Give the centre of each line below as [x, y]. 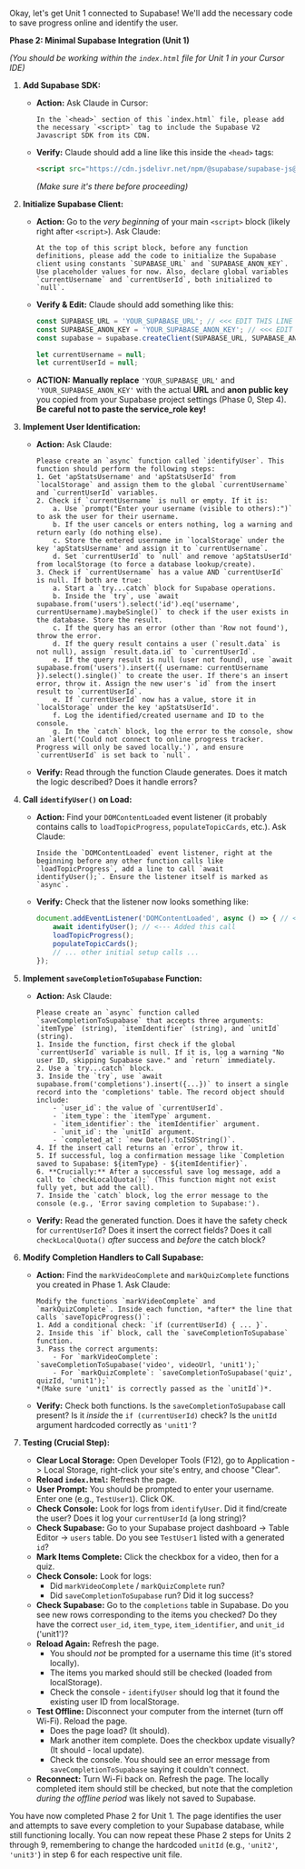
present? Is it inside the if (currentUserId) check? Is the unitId [156, 1415]
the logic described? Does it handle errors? [117, 782]
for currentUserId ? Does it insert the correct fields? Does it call [154, 1230]
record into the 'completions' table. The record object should [160, 1092]
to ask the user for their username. [108, 517]
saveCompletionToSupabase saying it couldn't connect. [149, 1769]
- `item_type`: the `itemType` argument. [132, 1116]
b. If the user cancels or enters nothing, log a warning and [173, 525]
